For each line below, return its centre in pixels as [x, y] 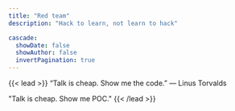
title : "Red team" [39, 16]
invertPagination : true [55, 60]
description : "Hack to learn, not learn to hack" [93, 23]
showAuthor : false [47, 53]
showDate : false [43, 45]
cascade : [23, 38]
